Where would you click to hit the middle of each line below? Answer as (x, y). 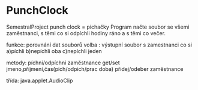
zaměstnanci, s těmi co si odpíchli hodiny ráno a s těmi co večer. (86, 33)
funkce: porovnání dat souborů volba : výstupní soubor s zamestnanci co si (99, 45)
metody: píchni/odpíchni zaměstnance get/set (63, 63)
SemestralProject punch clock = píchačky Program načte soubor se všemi (98, 27)
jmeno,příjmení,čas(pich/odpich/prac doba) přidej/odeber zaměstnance (95, 69)
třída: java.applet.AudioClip (40, 80)
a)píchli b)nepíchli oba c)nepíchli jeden (54, 51)
